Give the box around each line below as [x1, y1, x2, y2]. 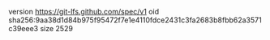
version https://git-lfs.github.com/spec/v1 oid [8, 7, 160, 16]
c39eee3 [8, 24, 39, 33]
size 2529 [40, 24, 73, 33]
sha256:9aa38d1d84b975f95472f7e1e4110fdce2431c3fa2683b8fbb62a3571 [8, 15, 262, 25]
